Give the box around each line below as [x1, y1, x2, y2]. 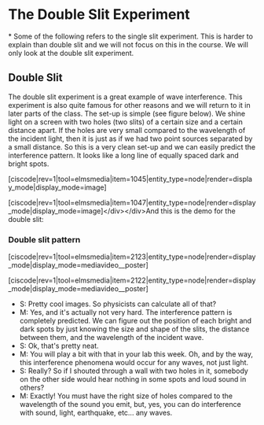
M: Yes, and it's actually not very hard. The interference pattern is [19, 308, 233, 317]
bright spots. [8, 159, 49, 168]
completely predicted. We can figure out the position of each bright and [19, 316, 252, 326]
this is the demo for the [160, 206, 236, 216]
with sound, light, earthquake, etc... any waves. [19, 408, 173, 418]
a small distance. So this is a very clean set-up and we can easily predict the [8, 142, 256, 151]
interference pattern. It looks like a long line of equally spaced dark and [8, 150, 240, 160]
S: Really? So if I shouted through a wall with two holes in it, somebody [19, 366, 249, 375]
